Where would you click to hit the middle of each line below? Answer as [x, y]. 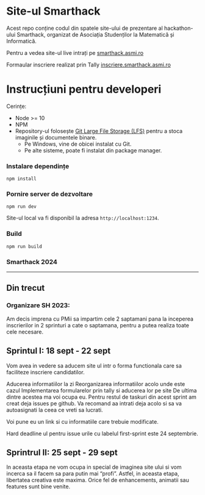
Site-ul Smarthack [53, 11]
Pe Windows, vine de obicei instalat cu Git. [78, 144]
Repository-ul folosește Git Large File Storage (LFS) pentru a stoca [99, 131]
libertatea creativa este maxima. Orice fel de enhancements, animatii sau [98, 480]
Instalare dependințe [38, 166]
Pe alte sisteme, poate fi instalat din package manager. [93, 150]
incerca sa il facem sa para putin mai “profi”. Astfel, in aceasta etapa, [93, 474]
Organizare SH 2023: [38, 305]
